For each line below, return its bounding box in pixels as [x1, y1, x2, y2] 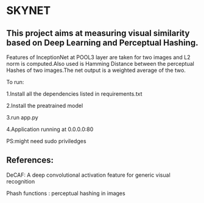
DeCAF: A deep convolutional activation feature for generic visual [6, 171, 171, 179]
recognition [6, 177, 35, 185]
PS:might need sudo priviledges [6, 138, 86, 144]
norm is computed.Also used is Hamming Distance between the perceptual [6, 60, 195, 67]
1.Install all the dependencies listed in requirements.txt [6, 90, 142, 98]
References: [6, 155, 54, 165]
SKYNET [6, 4, 51, 18]
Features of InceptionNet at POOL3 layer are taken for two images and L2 [6, 54, 191, 61]
